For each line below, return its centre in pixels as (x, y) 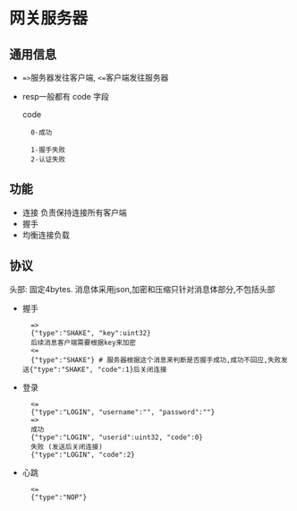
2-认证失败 (48, 160)
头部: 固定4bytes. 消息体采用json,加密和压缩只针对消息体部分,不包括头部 (142, 289)
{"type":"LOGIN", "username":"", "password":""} (123, 412)
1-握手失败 (48, 150)
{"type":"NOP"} (59, 497)
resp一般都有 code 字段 (65, 96)
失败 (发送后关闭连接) (67, 446)
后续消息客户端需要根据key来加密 (84, 342)
